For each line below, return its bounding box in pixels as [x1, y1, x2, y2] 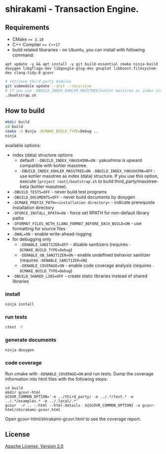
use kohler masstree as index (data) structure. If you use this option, [19, 173, 159, 179]
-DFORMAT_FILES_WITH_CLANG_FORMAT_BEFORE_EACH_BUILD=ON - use [12, 220, 142, 226]
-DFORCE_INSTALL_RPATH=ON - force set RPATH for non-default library [12, 209, 150, 216]
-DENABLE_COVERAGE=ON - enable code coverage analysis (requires [19, 262, 152, 268]
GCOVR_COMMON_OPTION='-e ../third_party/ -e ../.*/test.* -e [5, 394, 134, 399]
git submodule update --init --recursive [5, 83, 92, 89]
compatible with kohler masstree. [19, 162, 88, 168]
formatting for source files [12, 225, 66, 231]
